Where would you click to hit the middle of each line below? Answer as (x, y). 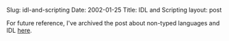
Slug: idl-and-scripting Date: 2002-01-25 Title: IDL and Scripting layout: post (114, 10)
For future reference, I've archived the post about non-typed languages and (113, 23)
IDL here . (19, 30)
